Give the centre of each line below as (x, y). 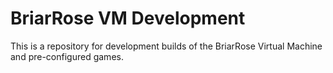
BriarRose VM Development (128, 18)
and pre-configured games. (67, 56)
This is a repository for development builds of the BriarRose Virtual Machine (166, 46)
